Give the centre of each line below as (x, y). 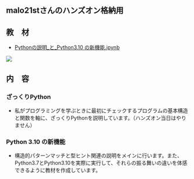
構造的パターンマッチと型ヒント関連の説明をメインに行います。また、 (98, 156)
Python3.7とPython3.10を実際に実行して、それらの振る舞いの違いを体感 (101, 163)
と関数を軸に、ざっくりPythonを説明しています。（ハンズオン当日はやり (100, 118)
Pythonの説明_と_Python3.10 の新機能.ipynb (67, 47)
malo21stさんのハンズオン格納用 (65, 11)
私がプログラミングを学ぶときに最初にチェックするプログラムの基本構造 (101, 111)
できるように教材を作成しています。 (57, 170)
